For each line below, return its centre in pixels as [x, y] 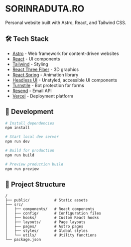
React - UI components [36, 58]
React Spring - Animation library [45, 74]
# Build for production [30, 150]
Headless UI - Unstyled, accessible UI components [65, 80]
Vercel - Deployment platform [43, 96]
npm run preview [22, 169]
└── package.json [23, 240]
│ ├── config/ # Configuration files [53, 213]
